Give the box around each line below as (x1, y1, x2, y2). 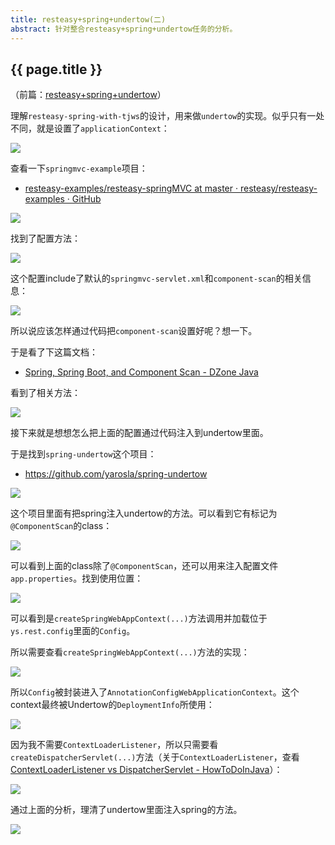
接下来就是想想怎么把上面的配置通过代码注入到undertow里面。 (10, 427, 269, 439)
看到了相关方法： (10, 387, 81, 399)
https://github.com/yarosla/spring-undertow (24, 468, 208, 480)
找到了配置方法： (10, 232, 81, 245)
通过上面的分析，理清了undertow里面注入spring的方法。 (10, 804, 243, 816)
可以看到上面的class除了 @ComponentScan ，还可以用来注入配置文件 (10, 560, 279, 572)
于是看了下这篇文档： (10, 346, 98, 358)
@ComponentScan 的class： (10, 520, 113, 532)
